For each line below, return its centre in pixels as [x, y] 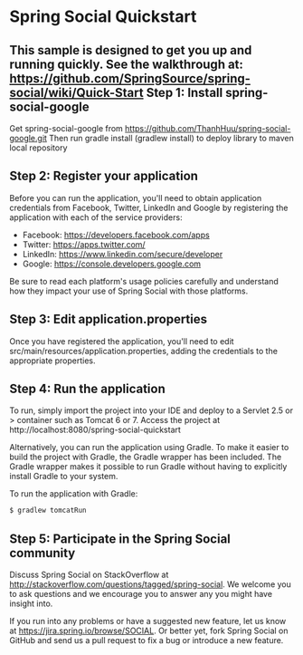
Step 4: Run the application [87, 389]
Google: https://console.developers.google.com [112, 264]
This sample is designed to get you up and [131, 50]
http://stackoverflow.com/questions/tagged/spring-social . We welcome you [150, 584]
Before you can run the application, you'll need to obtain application [136, 197]
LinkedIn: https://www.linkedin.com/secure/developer [123, 254]
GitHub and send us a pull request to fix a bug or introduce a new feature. [147, 641]
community [43, 553]
